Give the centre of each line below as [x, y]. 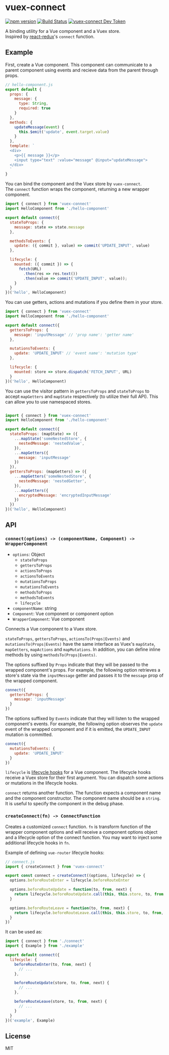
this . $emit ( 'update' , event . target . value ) [64, 132]
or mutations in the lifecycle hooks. [42, 783]
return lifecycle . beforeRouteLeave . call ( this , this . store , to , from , [89, 913]
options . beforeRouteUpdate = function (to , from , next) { [71, 890]
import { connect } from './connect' [45, 941]
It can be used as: [24, 932]
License [18, 1036]
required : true [35, 108]
